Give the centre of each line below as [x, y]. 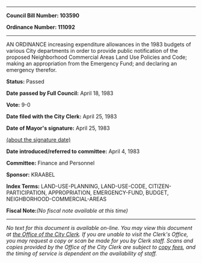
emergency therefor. [32, 70]
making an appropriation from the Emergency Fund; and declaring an [92, 63]
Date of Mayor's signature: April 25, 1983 [58, 128]
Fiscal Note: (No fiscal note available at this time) [67, 210]
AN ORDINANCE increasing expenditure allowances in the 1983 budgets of [99, 44]
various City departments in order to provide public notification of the [92, 51]
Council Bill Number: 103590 [43, 15]
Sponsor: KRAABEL [31, 174]
